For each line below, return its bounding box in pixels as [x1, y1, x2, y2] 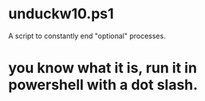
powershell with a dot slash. [8, 76, 198, 94]
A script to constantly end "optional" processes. [8, 31, 166, 41]
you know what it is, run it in [8, 59, 198, 77]
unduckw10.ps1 [8, 5, 114, 23]
